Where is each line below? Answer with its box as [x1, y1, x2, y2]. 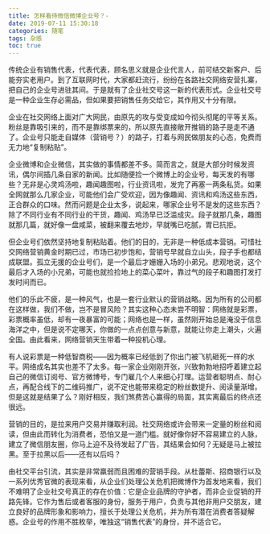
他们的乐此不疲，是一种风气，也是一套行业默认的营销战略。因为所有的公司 [8, 295, 255, 304]
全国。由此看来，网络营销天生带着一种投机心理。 [8, 335, 170, 345]
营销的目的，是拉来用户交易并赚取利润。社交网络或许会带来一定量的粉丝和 [8, 420, 255, 429]
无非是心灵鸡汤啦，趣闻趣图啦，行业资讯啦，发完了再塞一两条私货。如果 [22, 180, 262, 189]
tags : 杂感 [8, 34, 43, 43]
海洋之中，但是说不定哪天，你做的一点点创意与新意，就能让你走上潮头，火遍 [8, 325, 262, 334]
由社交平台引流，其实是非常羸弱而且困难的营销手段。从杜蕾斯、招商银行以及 [8, 466, 262, 476]
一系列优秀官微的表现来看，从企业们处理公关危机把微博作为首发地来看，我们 [8, 477, 262, 486]
